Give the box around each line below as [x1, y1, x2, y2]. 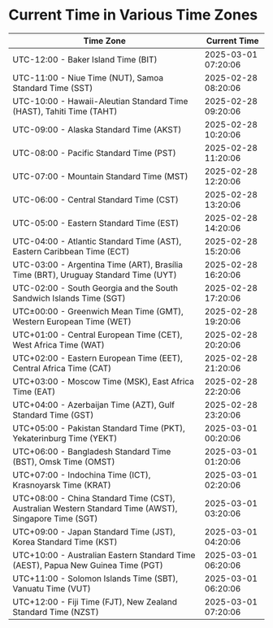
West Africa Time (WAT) [12, 339, 106, 350]
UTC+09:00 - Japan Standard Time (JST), [12, 526, 176, 537]
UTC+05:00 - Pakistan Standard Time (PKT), [12, 422, 185, 434]
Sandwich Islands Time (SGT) [12, 292, 126, 304]
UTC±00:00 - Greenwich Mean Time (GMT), [12, 305, 184, 317]
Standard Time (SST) [12, 82, 93, 93]
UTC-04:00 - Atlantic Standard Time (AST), [12, 236, 182, 247]
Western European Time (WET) [12, 315, 132, 327]
